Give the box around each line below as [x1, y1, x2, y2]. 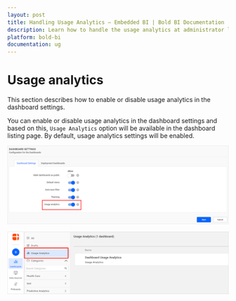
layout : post [7, 11, 46, 18]
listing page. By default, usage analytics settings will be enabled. [7, 132, 195, 140]
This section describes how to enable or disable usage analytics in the [7, 96, 211, 104]
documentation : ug [7, 41, 61, 49]
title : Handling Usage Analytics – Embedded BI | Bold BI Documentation [7, 18, 225, 26]
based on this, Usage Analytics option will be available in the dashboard [7, 124, 216, 133]
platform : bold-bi [7, 34, 61, 41]
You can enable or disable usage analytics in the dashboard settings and [7, 117, 218, 125]
